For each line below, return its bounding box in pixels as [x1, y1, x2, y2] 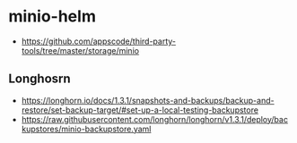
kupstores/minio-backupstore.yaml [21, 123, 152, 134]
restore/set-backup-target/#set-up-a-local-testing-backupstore [21, 105, 259, 115]
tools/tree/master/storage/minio [21, 45, 140, 55]
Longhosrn [8, 71, 71, 87]
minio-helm [8, 6, 96, 27]
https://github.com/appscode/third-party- [21, 36, 177, 46]
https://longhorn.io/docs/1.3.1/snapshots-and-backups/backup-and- [21, 95, 275, 105]
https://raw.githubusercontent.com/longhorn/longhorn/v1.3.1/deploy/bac [21, 114, 289, 124]
